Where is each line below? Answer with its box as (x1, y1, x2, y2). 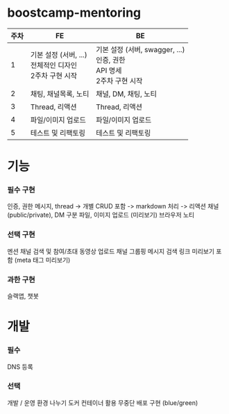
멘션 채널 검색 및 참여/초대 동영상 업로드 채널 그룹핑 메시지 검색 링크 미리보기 (7, 247, 215, 255)
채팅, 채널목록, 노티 (30, 89, 90, 99)
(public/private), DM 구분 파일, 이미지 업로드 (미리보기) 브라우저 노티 (7, 210, 195, 220)
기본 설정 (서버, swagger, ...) (96, 44, 185, 54)
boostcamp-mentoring (7, 5, 142, 21)
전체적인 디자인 (30, 60, 78, 70)
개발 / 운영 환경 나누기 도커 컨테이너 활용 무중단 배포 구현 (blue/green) (7, 398, 198, 407)
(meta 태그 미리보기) (14, 256, 71, 264)
